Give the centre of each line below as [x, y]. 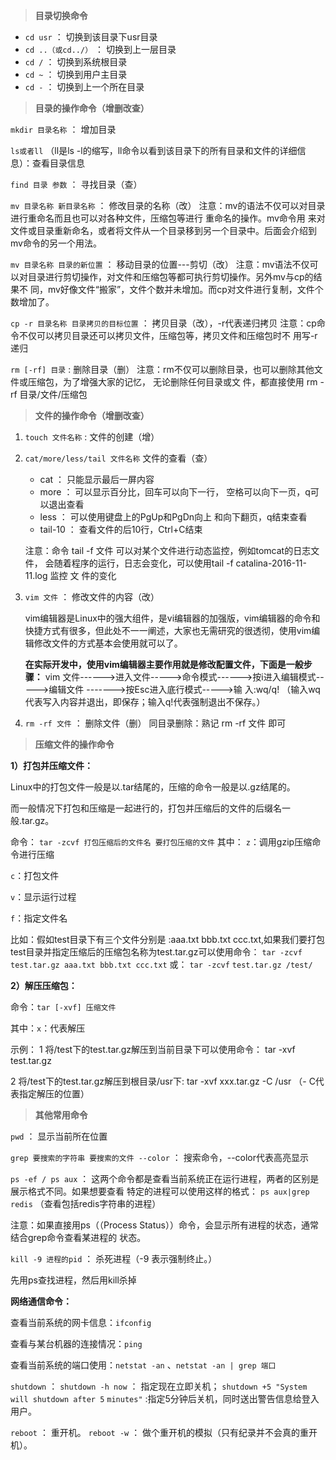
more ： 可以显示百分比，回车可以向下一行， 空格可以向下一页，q [175, 492]
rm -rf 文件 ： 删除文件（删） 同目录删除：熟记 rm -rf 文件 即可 [155, 723]
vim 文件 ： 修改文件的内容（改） [92, 597]
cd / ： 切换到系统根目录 [76, 62]
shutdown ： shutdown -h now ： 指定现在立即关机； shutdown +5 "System [159, 1386]
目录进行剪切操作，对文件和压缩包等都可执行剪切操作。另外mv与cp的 [170, 277]
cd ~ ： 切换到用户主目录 [76, 74]
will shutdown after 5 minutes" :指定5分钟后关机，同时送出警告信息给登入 [165, 1398]
